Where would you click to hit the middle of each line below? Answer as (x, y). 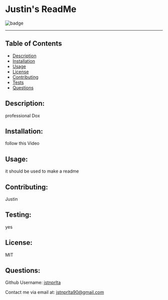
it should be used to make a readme (42, 171)
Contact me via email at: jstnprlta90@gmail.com (54, 292)
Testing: (18, 215)
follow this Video (22, 143)
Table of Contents (34, 44)
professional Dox (22, 115)
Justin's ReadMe (41, 9)
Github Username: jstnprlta (33, 282)
